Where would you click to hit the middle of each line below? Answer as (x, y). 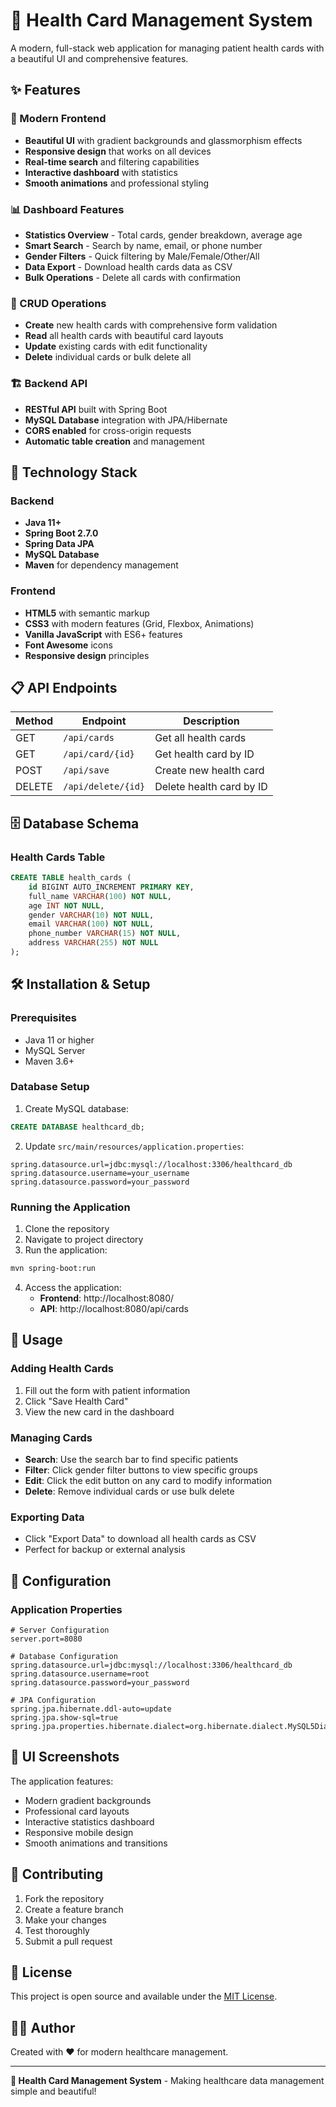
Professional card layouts (77, 1811)
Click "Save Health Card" (76, 1401)
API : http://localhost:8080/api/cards (114, 1308)
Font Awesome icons (68, 645)
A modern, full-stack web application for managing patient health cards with (167, 48)
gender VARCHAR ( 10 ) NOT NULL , (91, 915)
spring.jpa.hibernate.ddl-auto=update (91, 1709)
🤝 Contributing (57, 1874)
